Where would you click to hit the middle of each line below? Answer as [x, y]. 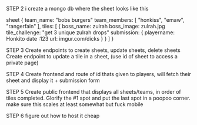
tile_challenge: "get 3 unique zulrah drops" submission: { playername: [91, 32]
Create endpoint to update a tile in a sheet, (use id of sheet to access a [92, 56]
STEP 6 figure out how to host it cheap [53, 116]
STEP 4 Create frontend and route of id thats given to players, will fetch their [98, 74]
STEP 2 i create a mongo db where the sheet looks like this [77, 9]
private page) [22, 63]
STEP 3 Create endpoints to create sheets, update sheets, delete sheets [93, 50]
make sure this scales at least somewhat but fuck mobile [75, 104]
